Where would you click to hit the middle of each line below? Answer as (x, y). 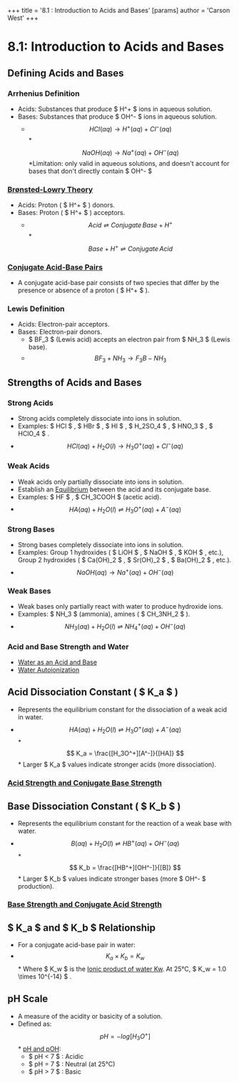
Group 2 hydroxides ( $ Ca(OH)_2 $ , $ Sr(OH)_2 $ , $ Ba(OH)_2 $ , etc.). (124, 560)
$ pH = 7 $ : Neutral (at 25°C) (72, 1064)
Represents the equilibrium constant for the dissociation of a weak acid (122, 709)
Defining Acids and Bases (66, 73)
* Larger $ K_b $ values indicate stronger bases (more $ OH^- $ (112, 879)
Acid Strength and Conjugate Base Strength (85, 783)
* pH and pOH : (40, 1049)
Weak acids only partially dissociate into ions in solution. (101, 481)
